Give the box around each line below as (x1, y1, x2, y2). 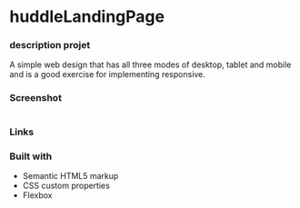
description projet (9, 39, 91, 52)
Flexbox (22, 190, 53, 201)
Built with (9, 150, 53, 163)
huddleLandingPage (9, 6, 165, 27)
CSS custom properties (22, 180, 111, 191)
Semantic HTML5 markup (22, 171, 119, 181)
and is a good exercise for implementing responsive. (9, 69, 206, 80)
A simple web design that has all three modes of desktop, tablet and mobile (9, 59, 292, 70)
